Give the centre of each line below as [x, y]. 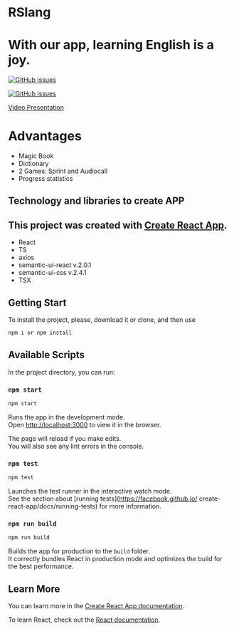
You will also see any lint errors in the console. [76, 446]
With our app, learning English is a [111, 45]
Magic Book [36, 156]
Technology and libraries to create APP [96, 201]
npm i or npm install [40, 333]
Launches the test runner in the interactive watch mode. [90, 491]
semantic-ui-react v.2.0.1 [55, 265]
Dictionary [33, 164]
